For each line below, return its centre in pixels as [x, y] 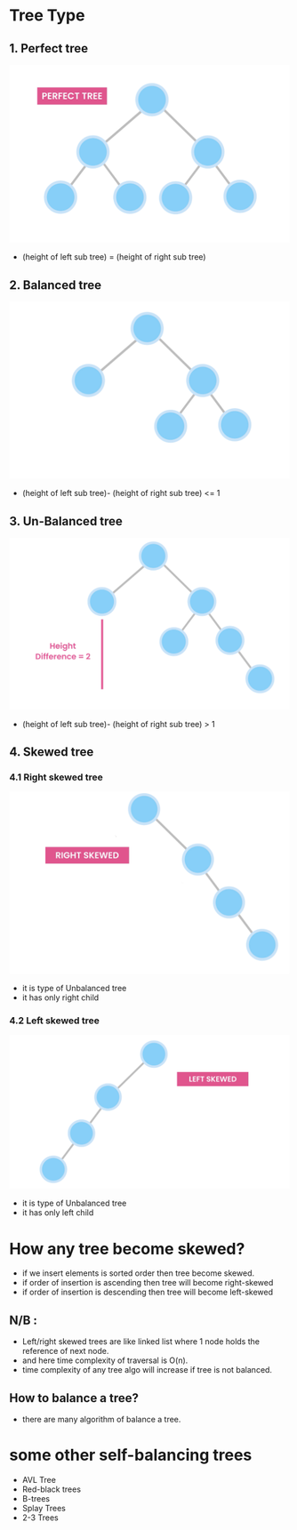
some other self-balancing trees [131, 1455]
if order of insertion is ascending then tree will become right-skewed [148, 1283]
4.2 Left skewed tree [55, 1021]
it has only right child [60, 997]
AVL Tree [39, 1479]
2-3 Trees [40, 1518]
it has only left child [58, 1213]
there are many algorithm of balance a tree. [101, 1419]
